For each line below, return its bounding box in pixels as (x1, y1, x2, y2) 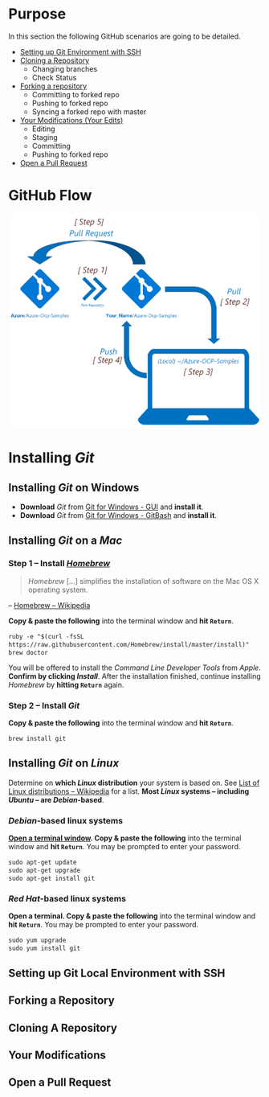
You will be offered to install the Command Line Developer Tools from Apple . (8, 663, 261, 672)
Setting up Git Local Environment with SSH (8, 966, 226, 980)
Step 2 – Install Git (8, 700, 80, 711)
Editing (31, 124, 55, 134)
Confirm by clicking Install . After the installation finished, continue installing (8, 671, 261, 680)
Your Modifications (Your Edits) (19, 115, 124, 125)
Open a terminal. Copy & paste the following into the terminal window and (8, 911, 255, 921)
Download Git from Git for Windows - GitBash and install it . (19, 511, 217, 520)
